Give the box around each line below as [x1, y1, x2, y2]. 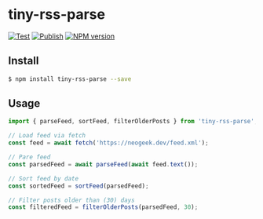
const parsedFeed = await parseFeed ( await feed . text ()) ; [8, 160, 199, 168]
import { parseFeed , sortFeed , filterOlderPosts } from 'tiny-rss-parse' [8, 118, 255, 126]
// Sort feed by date [8, 174, 79, 182]
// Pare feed [8, 153, 51, 162]
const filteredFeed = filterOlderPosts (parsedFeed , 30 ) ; [8, 203, 199, 211]
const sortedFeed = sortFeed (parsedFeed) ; [8, 182, 149, 190]
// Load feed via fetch [8, 132, 86, 140]
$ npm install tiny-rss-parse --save [8, 75, 132, 83]
